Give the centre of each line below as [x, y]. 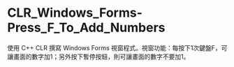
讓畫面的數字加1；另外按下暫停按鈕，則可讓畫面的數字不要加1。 [98, 57]
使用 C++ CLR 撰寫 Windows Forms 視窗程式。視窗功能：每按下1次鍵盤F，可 [117, 47]
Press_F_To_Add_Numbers [86, 28]
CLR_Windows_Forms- [75, 13]
